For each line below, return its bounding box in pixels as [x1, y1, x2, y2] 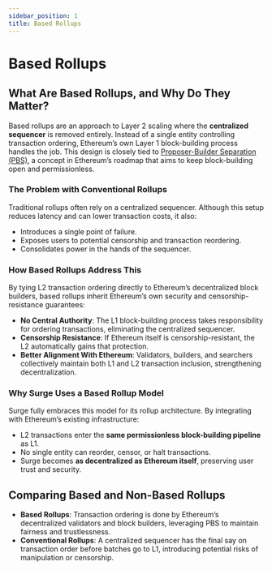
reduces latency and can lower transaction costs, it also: [8, 211, 197, 221]
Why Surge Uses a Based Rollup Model [8, 388, 165, 399]
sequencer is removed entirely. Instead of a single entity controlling [8, 129, 235, 139]
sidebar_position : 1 [8, 11, 79, 20]
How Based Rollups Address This [8, 264, 142, 276]
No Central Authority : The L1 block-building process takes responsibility [19, 315, 264, 325]
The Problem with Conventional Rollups [8, 184, 168, 195]
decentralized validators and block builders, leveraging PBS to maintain [19, 518, 259, 528]
